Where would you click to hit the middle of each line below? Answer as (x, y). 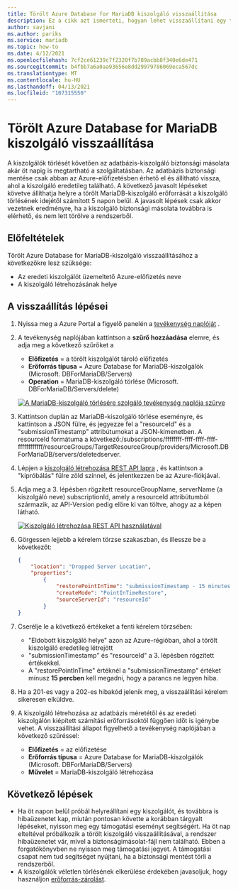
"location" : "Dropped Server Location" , (91, 566)
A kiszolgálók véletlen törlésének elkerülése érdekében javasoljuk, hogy (123, 872)
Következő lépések (50, 794)
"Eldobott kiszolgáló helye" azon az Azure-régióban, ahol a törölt (123, 640)
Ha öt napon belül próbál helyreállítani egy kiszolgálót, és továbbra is (118, 811)
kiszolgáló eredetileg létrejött (70, 648)
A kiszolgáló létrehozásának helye (67, 284)
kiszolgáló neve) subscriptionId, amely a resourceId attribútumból (113, 496)
